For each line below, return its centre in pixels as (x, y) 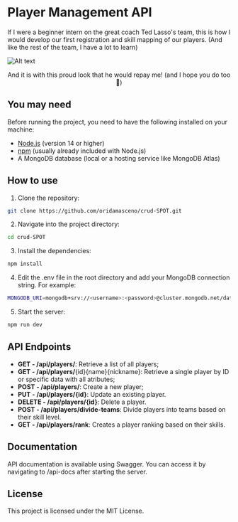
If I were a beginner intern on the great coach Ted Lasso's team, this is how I (119, 32)
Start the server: (41, 312)
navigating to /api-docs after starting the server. (77, 472)
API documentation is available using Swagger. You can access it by (107, 464)
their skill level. (39, 417)
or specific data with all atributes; (66, 379)
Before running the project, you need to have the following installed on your (118, 122)
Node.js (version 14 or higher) (61, 143)
